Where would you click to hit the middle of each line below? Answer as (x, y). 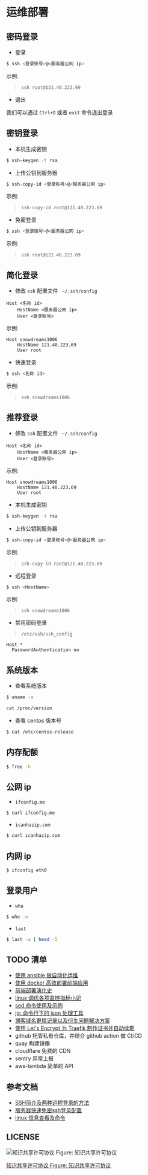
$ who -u (17, 917)
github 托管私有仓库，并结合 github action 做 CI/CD (79, 1036)
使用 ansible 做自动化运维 (46, 975)
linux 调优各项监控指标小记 (48, 998)
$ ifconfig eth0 (26, 870)
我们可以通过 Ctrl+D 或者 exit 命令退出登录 (60, 112)
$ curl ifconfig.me (31, 813)
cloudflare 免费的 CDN (43, 1051)
